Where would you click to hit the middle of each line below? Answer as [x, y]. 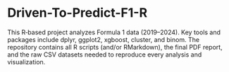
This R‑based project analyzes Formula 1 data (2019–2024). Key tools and [114, 32]
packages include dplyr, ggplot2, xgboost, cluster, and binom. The [103, 39]
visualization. [26, 62]
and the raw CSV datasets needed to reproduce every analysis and [105, 55]
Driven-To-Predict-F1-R [78, 13]
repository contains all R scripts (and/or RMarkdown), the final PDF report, [115, 47]
